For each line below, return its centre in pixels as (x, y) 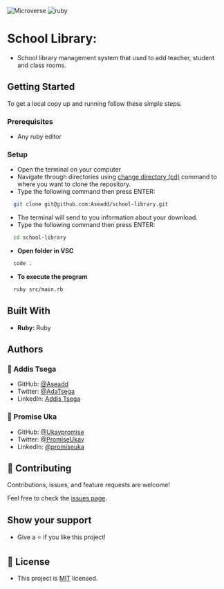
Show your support (49, 520)
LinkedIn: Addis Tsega (49, 399)
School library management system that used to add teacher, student (116, 57)
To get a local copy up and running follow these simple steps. (94, 103)
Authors (25, 350)
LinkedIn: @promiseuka (51, 446)
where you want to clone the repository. (74, 184)
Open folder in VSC (45, 251)
